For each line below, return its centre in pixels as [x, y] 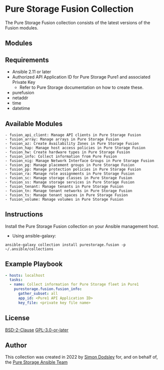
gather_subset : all [38, 294]
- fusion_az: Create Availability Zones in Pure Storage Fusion [72, 143]
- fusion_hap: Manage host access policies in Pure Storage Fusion [75, 148]
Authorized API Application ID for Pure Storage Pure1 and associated [81, 77]
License [17, 318]
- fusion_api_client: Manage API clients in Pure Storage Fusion [73, 135]
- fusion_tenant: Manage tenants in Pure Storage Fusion [64, 186]
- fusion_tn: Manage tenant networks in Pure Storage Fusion [69, 191]
